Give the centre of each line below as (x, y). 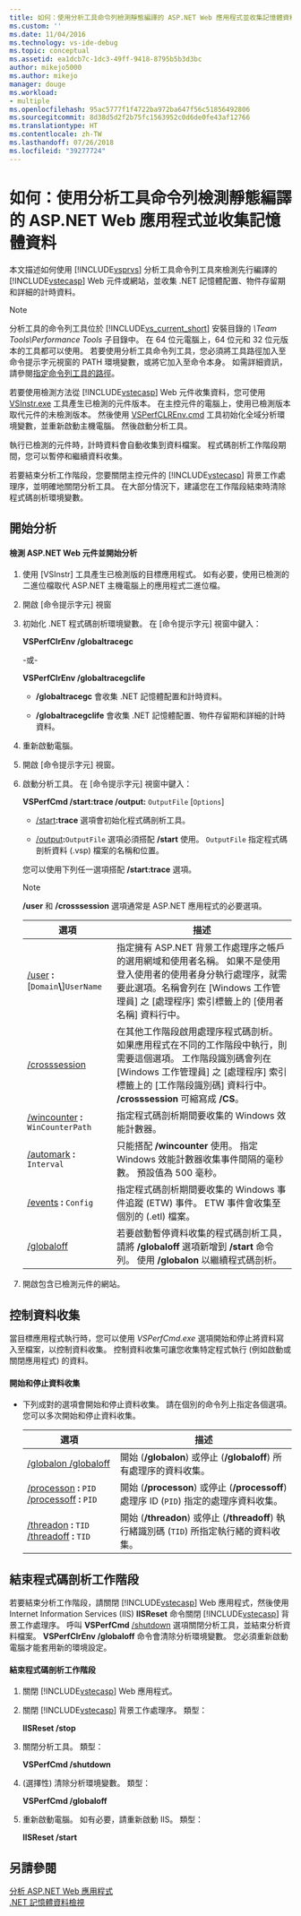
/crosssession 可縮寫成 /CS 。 (180, 1099)
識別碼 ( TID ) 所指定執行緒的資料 (204, 1532)
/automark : (51, 1154)
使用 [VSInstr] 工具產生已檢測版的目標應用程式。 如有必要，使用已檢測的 (155, 574)
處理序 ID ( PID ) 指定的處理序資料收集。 (201, 1501)
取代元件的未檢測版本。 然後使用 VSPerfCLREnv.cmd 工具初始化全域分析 (143, 414)
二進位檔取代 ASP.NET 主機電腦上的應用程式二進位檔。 (124, 586)
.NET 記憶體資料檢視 (47, 1902)
